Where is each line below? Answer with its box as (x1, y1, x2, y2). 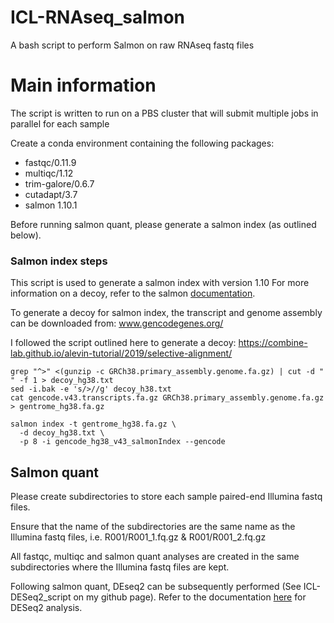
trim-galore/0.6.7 (24, 177, 95, 190)
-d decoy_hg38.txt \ (19, 428, 105, 438)
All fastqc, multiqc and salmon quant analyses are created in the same (10, 550, 300, 562)
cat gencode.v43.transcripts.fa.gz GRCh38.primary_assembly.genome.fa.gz (10, 393, 325, 403)
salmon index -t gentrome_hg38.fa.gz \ (10, 419, 177, 430)
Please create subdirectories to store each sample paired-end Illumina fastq (10, 490, 323, 502)
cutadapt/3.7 (24, 188, 78, 200)
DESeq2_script (10, 591, 72, 603)
